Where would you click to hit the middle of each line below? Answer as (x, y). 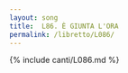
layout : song (34, 18)
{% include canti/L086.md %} (64, 60)
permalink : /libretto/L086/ (62, 34)
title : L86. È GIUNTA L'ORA (64, 26)
